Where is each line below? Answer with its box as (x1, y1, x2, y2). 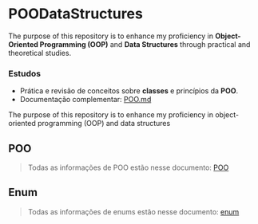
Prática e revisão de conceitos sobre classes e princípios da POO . (19, 86, 239, 96)
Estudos (8, 68, 42, 79)
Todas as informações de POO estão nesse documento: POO (27, 163, 229, 172)
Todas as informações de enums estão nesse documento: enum (27, 206, 240, 216)
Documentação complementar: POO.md (19, 95, 152, 104)
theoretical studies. (8, 48, 72, 57)
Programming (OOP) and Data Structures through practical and (39, 39, 251, 49)
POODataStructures (8, 5, 144, 23)
